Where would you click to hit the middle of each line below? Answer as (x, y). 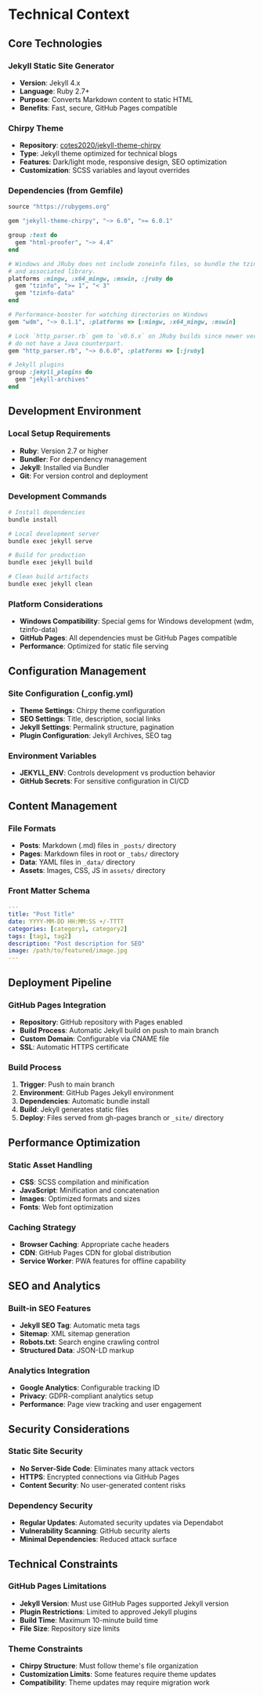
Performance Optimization (74, 1143)
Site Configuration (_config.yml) (71, 693)
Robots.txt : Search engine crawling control (89, 1342)
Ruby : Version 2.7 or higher (64, 451)
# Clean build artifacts (49, 577)
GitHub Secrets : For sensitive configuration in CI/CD (104, 781)
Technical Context (69, 15)
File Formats (32, 828)
